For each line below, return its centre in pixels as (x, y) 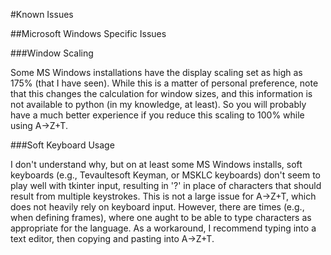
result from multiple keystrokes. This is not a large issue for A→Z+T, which (163, 196)
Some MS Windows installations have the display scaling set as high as (156, 72)
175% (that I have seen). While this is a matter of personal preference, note (164, 83)
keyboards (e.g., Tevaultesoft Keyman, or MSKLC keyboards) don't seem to (166, 175)
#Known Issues (42, 14)
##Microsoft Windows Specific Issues (88, 33)
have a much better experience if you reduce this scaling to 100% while (157, 115)
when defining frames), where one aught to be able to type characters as (161, 217)
